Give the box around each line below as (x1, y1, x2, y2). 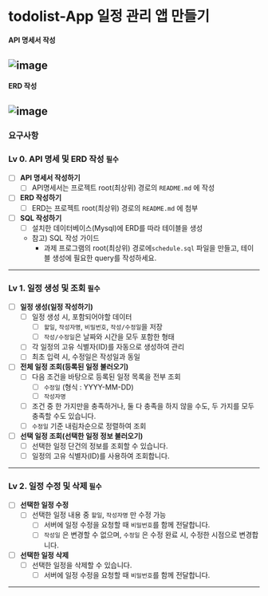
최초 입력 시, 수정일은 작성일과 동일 (31, 352, 141, 361)
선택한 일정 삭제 (19, 550, 69, 559)
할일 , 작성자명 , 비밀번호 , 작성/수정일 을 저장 (43, 322, 164, 332)
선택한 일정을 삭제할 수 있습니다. (31, 560, 132, 570)
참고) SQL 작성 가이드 (31, 233, 100, 243)
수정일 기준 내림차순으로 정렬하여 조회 (31, 420, 147, 431)
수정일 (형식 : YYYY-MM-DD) (43, 382, 134, 392)
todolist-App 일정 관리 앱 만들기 (8, 7, 210, 26)
